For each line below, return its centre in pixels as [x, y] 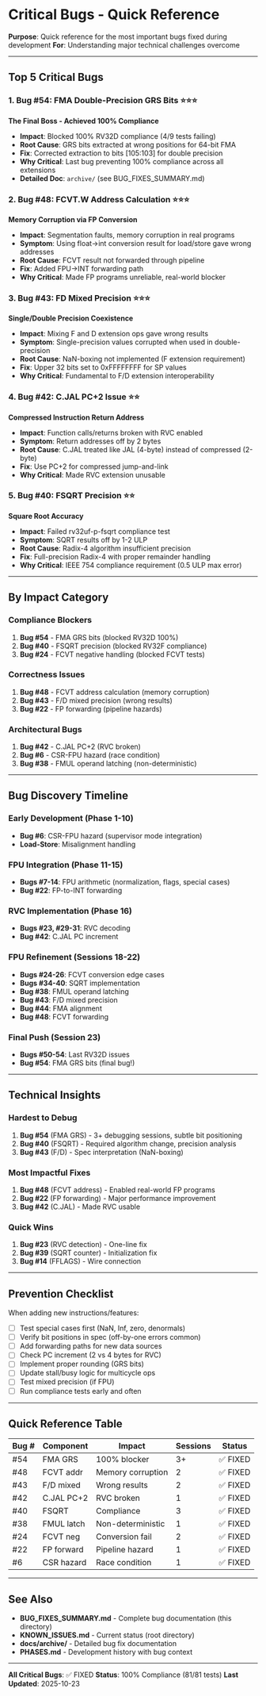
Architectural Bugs [45, 729]
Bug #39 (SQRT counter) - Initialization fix [88, 1253]
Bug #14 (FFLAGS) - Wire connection [80, 1261]
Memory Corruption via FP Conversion [73, 219]
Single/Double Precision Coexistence [71, 318]
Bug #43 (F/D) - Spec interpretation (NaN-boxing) [101, 1152]
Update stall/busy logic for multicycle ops [87, 1373]
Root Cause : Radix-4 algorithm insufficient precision [105, 548]
